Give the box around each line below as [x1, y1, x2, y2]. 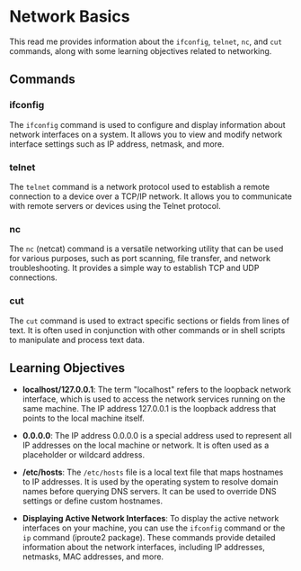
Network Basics [9, 6, 130, 27]
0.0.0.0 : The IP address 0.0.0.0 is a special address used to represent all [22, 431, 292, 441]
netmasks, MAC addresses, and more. [22, 551, 164, 562]
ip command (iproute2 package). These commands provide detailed [22, 532, 276, 543]
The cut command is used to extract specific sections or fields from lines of [9, 315, 290, 326]
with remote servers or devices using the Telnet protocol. [9, 200, 222, 211]
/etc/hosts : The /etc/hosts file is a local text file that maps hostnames [22, 467, 284, 478]
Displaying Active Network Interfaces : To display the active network [22, 513, 279, 524]
